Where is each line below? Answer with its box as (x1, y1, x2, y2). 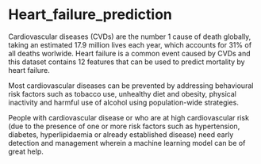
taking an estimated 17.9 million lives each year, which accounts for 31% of (8, 40, 252, 49)
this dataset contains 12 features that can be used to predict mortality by (8, 57, 245, 67)
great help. (8, 147, 44, 156)
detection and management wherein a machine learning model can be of (8, 138, 246, 147)
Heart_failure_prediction (8, 6, 172, 24)
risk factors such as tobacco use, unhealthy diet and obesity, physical (8, 89, 236, 98)
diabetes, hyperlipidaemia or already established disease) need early (8, 129, 234, 139)
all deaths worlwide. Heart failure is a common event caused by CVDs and (8, 48, 251, 58)
